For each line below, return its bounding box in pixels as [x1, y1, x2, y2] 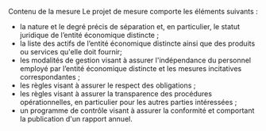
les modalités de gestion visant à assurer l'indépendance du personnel [19, 55, 252, 65]
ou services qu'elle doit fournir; [19, 47, 123, 56]
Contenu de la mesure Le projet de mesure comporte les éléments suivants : [8, 7, 258, 16]
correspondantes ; [19, 73, 81, 81]
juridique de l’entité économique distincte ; [19, 31, 160, 39]
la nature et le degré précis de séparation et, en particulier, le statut [19, 22, 241, 31]
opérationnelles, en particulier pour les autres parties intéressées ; [19, 98, 237, 107]
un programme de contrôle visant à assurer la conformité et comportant [19, 106, 255, 115]
